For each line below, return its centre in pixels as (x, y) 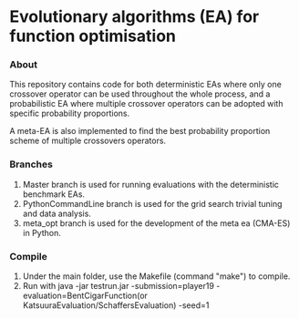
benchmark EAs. (53, 194)
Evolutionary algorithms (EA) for (134, 17)
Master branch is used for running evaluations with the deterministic (151, 184)
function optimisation (93, 36)
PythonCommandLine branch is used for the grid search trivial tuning (152, 203)
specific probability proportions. (70, 113)
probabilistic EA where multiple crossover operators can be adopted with (146, 104)
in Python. (41, 232)
